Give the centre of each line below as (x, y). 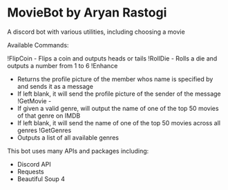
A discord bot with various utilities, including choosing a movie (96, 32)
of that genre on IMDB (49, 116)
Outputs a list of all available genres (68, 137)
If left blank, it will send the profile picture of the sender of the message (119, 94)
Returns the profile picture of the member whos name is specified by (115, 79)
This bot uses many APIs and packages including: (78, 151)
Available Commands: (38, 45)
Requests (30, 171)
